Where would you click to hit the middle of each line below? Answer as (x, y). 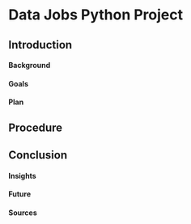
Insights (22, 175)
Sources (23, 213)
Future (20, 194)
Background (30, 66)
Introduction (40, 45)
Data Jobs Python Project (96, 15)
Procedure (36, 127)
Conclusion (38, 155)
